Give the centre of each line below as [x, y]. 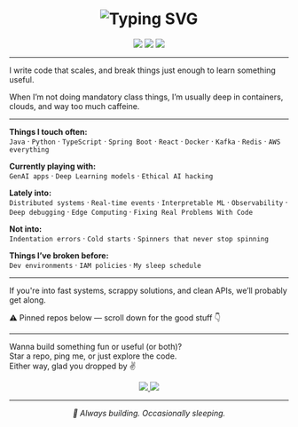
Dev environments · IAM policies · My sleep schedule [105, 265]
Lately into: [30, 193]
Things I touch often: [48, 131]
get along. [27, 300]
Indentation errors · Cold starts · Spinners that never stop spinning [139, 238]
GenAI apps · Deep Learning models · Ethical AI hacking [111, 175]
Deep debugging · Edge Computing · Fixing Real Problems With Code [131, 211]
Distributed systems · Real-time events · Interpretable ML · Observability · [149, 202]
